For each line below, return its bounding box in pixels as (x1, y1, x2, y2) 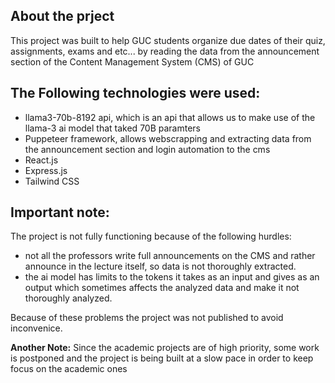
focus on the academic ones (10, 363, 128, 375)
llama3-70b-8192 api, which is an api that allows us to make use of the (24, 111, 316, 123)
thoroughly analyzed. (24, 292, 113, 304)
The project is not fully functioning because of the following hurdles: (10, 230, 292, 243)
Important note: (10, 204, 110, 221)
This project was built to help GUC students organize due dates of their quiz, (10, 34, 326, 46)
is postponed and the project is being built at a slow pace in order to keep (10, 352, 314, 364)
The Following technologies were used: (10, 85, 261, 102)
